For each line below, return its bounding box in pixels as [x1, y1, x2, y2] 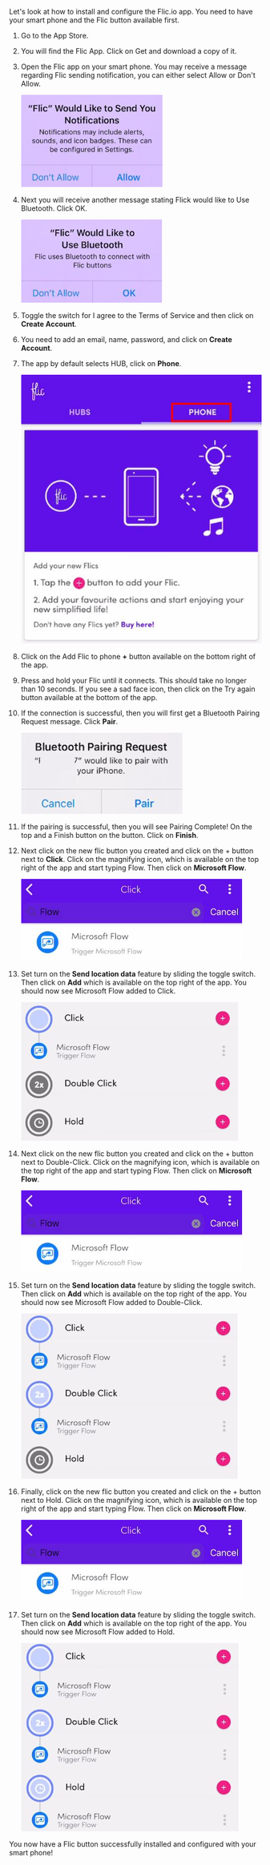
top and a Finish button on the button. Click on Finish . [20, 831, 199, 840]
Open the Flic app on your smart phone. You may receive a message [20, 62, 248, 71]
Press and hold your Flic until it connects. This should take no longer [20, 676, 247, 686]
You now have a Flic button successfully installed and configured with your [9, 1839, 257, 1849]
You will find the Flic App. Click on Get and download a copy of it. [20, 46, 237, 55]
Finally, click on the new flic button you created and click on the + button [20, 1487, 261, 1496]
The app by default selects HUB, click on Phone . [20, 359, 182, 368]
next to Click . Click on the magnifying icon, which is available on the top [20, 855, 260, 864]
